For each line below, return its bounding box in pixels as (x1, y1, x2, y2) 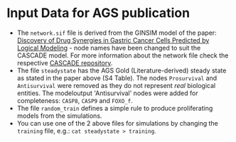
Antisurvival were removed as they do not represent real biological (16, 81, 216, 89)
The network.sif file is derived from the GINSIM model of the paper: (16, 28, 218, 37)
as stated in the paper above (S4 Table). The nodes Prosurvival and (16, 73, 218, 82)
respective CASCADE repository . (16, 58, 113, 67)
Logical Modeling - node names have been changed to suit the (16, 43, 201, 52)
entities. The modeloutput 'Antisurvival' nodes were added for (16, 89, 198, 97)
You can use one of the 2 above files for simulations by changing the (16, 119, 218, 127)
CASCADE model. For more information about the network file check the (16, 51, 229, 60)
